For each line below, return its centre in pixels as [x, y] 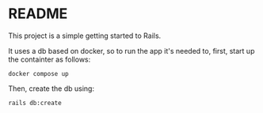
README [38, 14]
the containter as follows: [50, 59]
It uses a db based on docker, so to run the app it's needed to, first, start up [131, 51]
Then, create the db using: [51, 89]
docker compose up [38, 73]
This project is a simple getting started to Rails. [85, 36]
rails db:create [35, 103]
